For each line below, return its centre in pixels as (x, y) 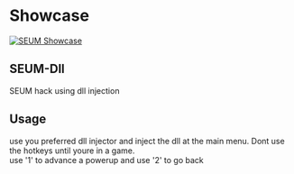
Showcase (50, 16)
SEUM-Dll (37, 69)
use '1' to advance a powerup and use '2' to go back (107, 160)
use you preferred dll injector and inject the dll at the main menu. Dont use (147, 141)
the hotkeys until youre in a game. (72, 151)
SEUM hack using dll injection (64, 90)
